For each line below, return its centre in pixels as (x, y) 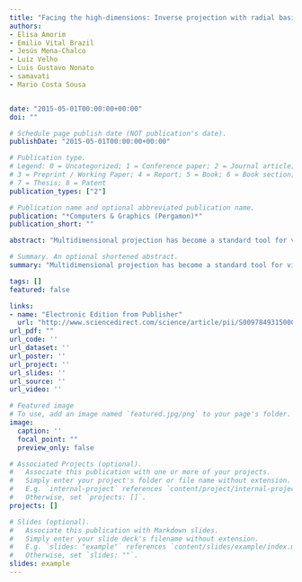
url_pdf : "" (31, 331)
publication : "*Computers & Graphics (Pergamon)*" (106, 216)
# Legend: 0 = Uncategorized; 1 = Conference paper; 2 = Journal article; (152, 166)
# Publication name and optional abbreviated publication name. (132, 208)
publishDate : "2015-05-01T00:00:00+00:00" (90, 142)
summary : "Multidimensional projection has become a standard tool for (146, 265)
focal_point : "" (48, 439)
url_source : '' (38, 381)
